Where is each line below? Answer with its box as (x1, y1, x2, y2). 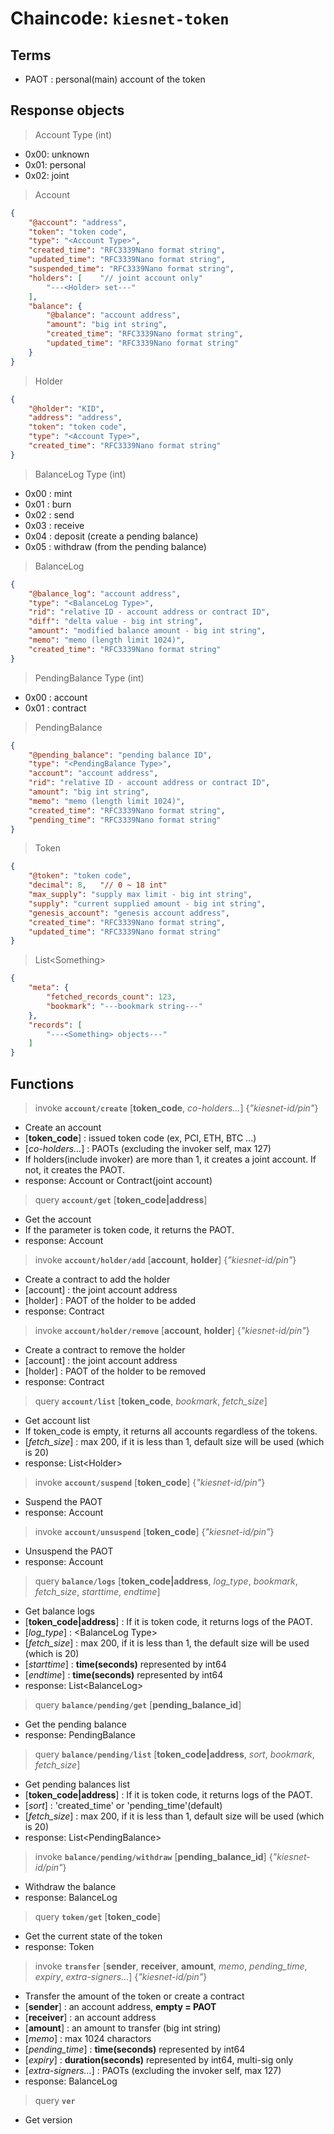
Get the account (24, 1213, 92, 1225)
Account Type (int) (34, 128, 113, 141)
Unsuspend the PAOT (24, 1545, 114, 1557)
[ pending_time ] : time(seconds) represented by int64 (24, 2043, 246, 2055)
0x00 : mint (24, 487, 73, 499)
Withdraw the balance (24, 1881, 117, 1892)
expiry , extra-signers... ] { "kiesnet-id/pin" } (34, 1971, 208, 1982)
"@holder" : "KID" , (28, 403, 105, 414)
